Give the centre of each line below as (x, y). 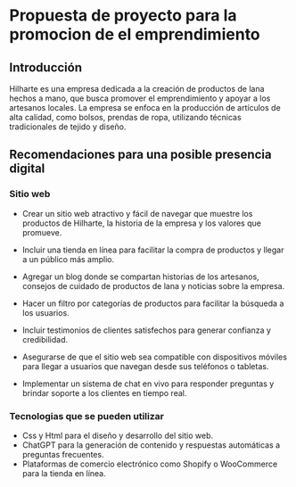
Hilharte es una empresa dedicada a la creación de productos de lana (137, 89)
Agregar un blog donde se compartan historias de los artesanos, (141, 277)
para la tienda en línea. (64, 473)
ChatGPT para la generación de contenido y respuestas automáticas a (151, 445)
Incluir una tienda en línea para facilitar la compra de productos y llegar (153, 250)
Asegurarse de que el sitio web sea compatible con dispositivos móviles (155, 357)
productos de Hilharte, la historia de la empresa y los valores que (141, 223)
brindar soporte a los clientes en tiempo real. (104, 392)
